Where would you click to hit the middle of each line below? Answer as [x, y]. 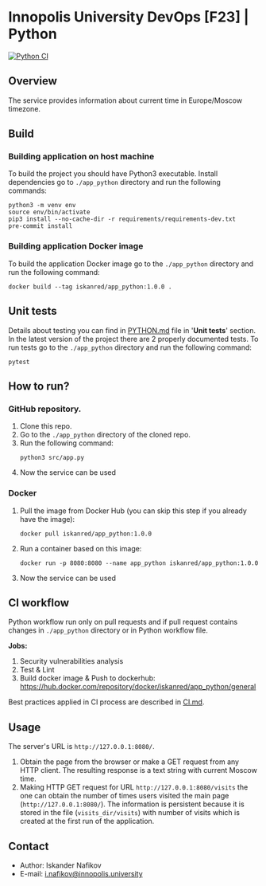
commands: [28, 190]
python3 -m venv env [42, 206]
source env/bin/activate [49, 212]
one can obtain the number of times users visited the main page [124, 796]
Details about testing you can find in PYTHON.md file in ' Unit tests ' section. [132, 330]
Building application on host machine [81, 157]
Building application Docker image [76, 246]
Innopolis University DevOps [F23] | [129, 17]
